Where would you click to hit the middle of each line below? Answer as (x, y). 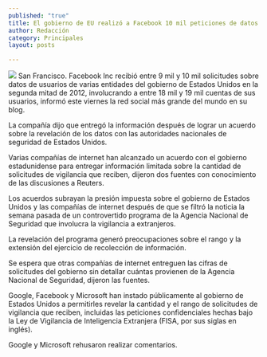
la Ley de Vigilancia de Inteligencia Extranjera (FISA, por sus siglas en (122, 321)
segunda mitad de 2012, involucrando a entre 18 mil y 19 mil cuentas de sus (132, 93)
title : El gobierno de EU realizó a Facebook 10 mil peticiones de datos (133, 23)
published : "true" (39, 16)
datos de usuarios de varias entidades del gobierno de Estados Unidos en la (133, 84)
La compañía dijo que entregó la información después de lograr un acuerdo (132, 125)
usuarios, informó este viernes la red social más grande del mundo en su (128, 101)
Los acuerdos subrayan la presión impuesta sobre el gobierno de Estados (129, 198)
